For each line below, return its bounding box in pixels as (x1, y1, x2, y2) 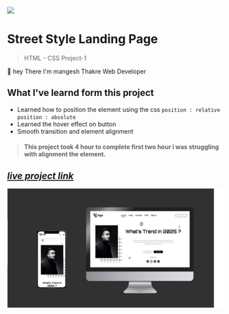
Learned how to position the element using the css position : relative (16, 105, 221, 113)
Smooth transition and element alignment (16, 127, 134, 135)
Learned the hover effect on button (16, 120, 117, 128)
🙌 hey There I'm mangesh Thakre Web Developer (7, 67, 146, 75)
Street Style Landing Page (7, 32, 158, 47)
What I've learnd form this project (7, 87, 154, 99)
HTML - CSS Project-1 (23, 53, 87, 62)
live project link (7, 170, 74, 182)
